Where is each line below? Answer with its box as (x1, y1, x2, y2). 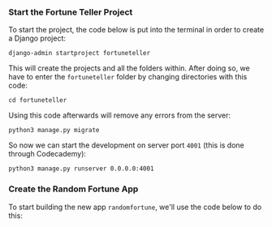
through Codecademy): (8, 149, 87, 159)
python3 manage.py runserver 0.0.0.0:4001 (8, 165, 154, 173)
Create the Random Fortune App (8, 183, 139, 195)
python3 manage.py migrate (8, 126, 100, 135)
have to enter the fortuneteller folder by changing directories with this (8, 72, 248, 82)
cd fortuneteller (8, 96, 67, 105)
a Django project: (8, 33, 67, 43)
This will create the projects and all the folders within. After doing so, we (8, 63, 250, 73)
